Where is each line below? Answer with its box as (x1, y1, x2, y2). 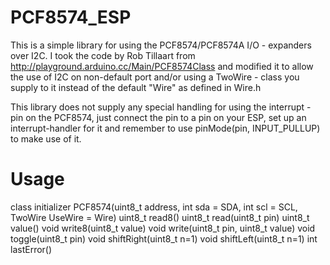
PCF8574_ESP (10, 6, 132, 29)
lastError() (10, 243, 53, 255)
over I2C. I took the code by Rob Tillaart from (10, 49, 196, 61)
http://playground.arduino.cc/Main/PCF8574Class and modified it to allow (10, 60, 314, 72)
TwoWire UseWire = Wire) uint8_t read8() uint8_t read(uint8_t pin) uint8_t (10, 211, 310, 223)
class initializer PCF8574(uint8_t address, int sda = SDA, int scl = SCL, (10, 201, 298, 213)
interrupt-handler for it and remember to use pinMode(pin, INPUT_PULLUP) (10, 122, 321, 134)
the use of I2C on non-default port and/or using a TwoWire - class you (10, 71, 300, 83)
